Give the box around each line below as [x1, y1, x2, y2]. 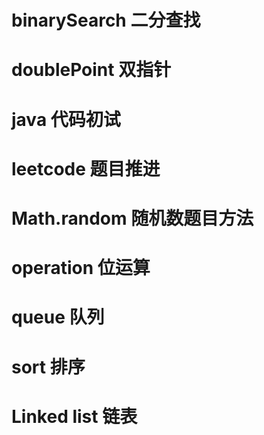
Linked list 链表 [11, 405, 138, 428]
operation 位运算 [11, 257, 151, 280]
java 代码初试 [11, 108, 121, 131]
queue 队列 [11, 306, 105, 329]
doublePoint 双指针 [11, 59, 172, 81]
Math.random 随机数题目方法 [11, 207, 254, 230]
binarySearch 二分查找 [11, 9, 201, 32]
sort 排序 [11, 356, 86, 378]
